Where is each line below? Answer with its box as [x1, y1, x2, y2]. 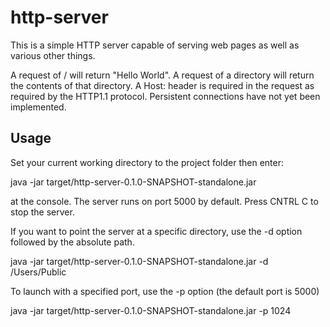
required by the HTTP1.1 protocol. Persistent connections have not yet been [10, 90, 321, 102]
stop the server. [10, 206, 75, 218]
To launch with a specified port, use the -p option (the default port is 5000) [10, 285, 320, 297]
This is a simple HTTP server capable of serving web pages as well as [10, 39, 300, 51]
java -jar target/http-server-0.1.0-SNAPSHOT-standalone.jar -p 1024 [10, 304, 292, 316]
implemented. [10, 101, 67, 113]
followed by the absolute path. [10, 236, 135, 248]
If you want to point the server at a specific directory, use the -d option [10, 225, 303, 237]
